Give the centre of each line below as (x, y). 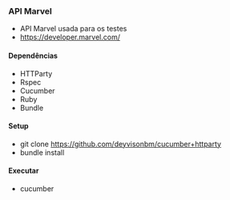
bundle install (42, 152)
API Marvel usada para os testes (73, 29)
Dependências (33, 55)
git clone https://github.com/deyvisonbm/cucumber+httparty (121, 144)
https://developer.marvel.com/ (70, 37)
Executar (24, 171)
